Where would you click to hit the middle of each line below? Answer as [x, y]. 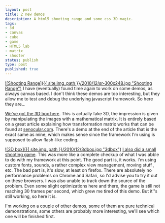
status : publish [22, 60]
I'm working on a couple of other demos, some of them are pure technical [80, 206]
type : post [16, 64]
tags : [11, 23]
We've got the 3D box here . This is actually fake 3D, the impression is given [82, 113]
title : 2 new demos [25, 14]
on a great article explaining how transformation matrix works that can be [80, 124]
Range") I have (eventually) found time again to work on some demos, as [79, 88]
